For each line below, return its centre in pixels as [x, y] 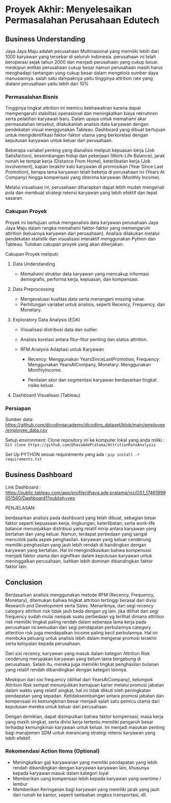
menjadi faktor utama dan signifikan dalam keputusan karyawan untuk [79, 555]
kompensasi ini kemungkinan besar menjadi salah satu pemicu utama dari [82, 701]
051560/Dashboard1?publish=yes [40, 498]
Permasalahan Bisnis [32, 97]
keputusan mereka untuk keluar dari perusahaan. [57, 706]
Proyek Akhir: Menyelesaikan [69, 9]
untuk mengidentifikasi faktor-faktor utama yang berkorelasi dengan [77, 135]
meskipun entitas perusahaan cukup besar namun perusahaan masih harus [84, 68]
